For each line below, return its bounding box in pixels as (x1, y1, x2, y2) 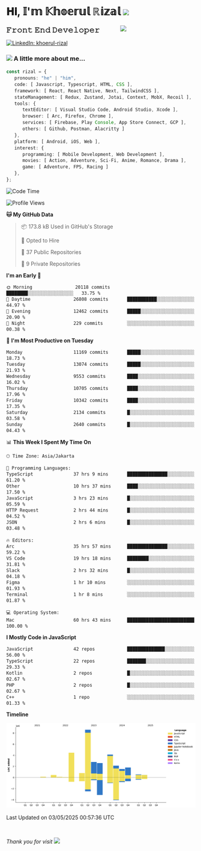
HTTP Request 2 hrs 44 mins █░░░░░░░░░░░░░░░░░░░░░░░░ (6, 507, 195, 513)
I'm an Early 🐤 (6, 271, 41, 279)
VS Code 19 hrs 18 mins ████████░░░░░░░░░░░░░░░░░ (6, 555, 195, 562)
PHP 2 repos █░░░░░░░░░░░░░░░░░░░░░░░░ (6, 682, 195, 688)
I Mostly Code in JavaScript (6, 633, 77, 641)
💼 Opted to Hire (20, 237, 60, 244)
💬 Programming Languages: (6, 465, 71, 471)
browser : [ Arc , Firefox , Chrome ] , (22, 113, 114, 119)
